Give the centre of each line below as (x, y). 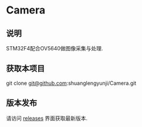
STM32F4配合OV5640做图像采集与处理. (55, 48)
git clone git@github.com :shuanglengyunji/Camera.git (71, 83)
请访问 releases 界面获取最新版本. (47, 118)
